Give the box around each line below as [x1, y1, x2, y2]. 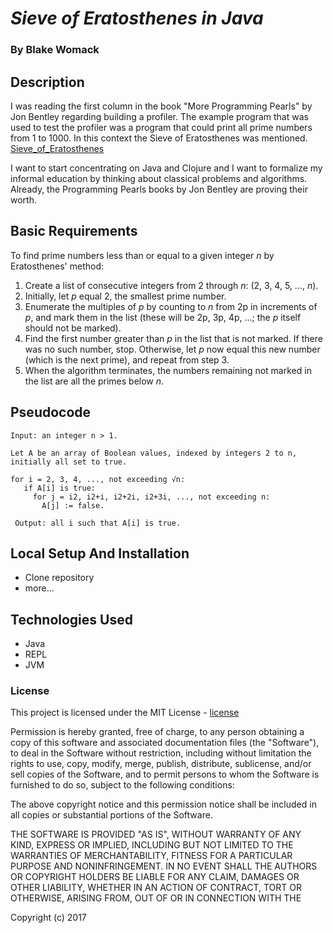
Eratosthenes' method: [10, 260, 105, 272]
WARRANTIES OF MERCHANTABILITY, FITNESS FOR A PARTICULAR [10, 850, 293, 862]
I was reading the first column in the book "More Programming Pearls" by [10, 100, 313, 112]
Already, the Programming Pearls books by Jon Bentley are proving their [10, 183, 308, 195]
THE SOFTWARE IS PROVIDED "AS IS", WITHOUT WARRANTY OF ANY [10, 828, 302, 841]
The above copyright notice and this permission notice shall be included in [10, 798, 317, 811]
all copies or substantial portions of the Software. [10, 809, 213, 821]
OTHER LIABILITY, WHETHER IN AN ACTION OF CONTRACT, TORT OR [10, 882, 302, 894]
